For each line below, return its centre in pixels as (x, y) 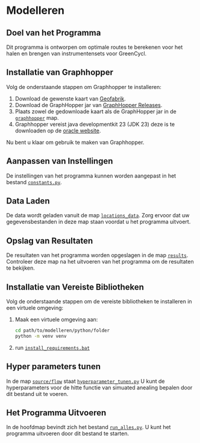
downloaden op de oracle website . (58, 131)
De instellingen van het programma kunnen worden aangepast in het (91, 176)
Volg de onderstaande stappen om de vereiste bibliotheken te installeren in (99, 302)
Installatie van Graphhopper (60, 73)
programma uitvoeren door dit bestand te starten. (68, 433)
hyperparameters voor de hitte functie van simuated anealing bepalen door (99, 387)
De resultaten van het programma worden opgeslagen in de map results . (97, 255)
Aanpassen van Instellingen (60, 161)
